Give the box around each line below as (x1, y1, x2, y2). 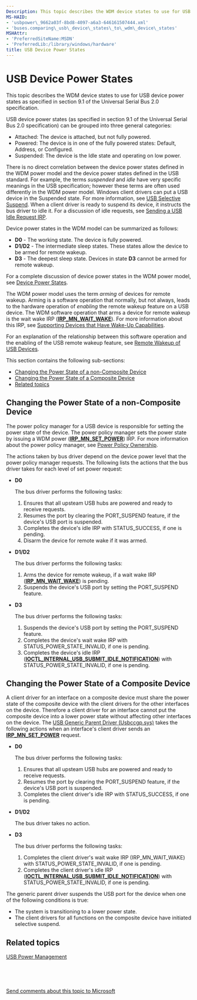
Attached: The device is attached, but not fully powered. (14, 133, 151, 140)
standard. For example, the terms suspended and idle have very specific (6, 176, 181, 183)
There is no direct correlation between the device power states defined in (6, 163, 184, 171)
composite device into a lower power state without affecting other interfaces (6, 713, 191, 720)
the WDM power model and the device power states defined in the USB (6, 169, 179, 176)
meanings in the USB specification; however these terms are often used (6, 182, 181, 189)
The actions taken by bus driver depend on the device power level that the (6, 452, 186, 459)
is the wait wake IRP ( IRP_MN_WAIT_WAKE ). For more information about (6, 315, 182, 322)
